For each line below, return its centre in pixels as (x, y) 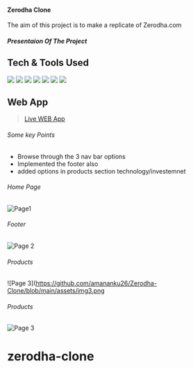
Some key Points (31, 135)
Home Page (24, 187)
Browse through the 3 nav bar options (72, 156)
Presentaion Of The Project (47, 41)
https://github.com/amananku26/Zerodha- (96, 283)
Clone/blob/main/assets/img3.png (56, 291)
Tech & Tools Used (48, 63)
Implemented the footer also (58, 164)
